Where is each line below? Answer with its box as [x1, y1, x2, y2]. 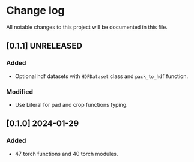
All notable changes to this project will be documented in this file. [6, 23, 168, 31]
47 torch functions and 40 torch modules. [14, 150, 118, 157]
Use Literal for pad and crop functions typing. [14, 101, 128, 108]
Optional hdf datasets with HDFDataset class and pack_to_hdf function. [14, 73, 189, 80]
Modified [6, 88, 34, 96]
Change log [6, 4, 65, 17]
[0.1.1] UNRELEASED [6, 41, 83, 51]
